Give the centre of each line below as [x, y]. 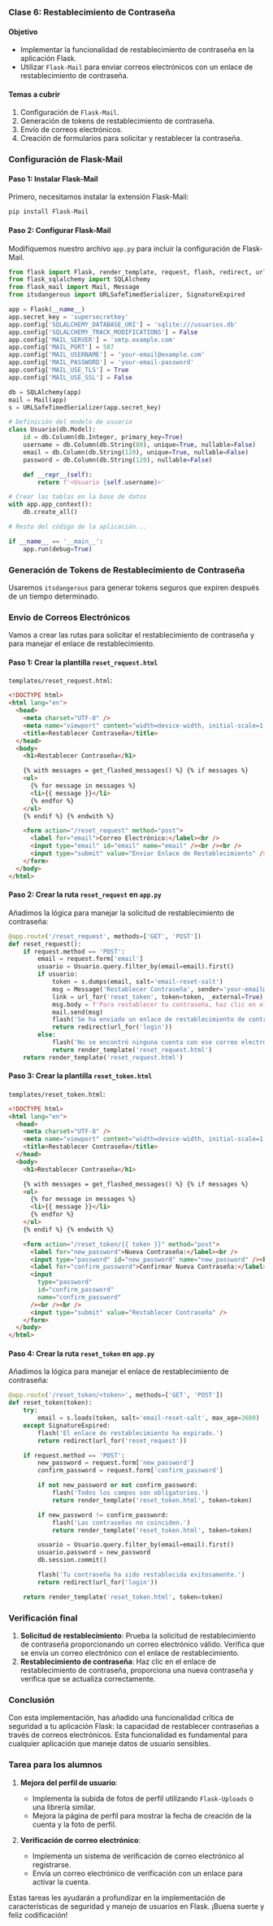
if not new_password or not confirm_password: [118, 1485]
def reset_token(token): [50, 1403]
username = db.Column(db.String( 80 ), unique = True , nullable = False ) [139, 445]
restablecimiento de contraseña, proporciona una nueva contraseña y [137, 1670]
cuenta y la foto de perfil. [74, 1824]
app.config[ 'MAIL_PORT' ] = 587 [61, 347]
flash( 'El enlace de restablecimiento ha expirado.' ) [130, 1433]
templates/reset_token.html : [57, 1094]
